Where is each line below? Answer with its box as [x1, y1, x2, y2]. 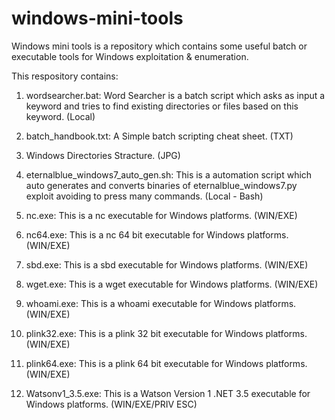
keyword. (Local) [25, 110, 96, 122]
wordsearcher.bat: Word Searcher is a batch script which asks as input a [25, 89, 326, 101]
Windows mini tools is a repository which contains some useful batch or [11, 40, 308, 52]
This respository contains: [11, 70, 119, 82]
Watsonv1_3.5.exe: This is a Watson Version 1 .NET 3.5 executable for [25, 387, 311, 399]
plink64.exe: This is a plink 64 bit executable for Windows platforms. [25, 357, 308, 369]
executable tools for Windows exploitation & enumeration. [11, 50, 249, 62]
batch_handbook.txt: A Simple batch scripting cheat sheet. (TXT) [25, 130, 294, 142]
